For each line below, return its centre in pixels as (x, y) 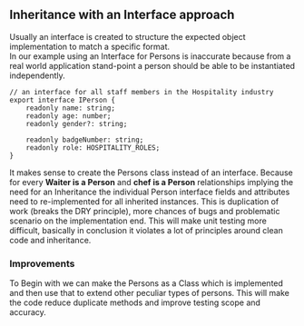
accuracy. (28, 312)
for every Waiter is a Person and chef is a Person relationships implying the (151, 182)
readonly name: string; (71, 108)
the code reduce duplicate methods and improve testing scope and (135, 302)
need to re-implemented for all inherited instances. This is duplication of (144, 201)
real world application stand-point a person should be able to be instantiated (152, 65)
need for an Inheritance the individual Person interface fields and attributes (150, 192)
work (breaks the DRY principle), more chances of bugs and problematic (145, 211)
